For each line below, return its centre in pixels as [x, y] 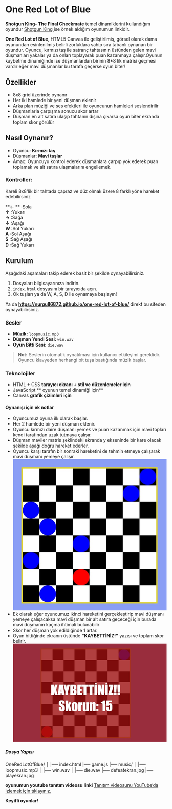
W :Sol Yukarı [20, 228]
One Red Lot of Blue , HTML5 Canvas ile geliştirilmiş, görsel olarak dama [81, 39]
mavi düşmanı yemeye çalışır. [44, 457]
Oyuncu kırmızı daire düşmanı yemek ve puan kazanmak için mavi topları [89, 430]
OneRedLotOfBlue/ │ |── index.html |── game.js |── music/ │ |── [76, 764]
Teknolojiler [20, 373]
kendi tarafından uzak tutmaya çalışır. [52, 435]
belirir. [19, 641]
